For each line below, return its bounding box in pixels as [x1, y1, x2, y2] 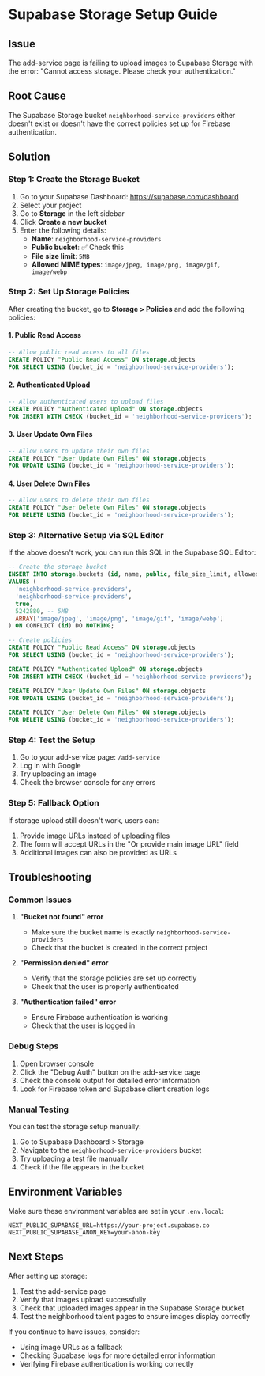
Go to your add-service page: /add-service [19, 752, 160, 762]
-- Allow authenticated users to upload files [8, 397, 164, 405]
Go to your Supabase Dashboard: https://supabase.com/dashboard [19, 191, 239, 201]
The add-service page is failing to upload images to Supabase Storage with [8, 58, 254, 67]
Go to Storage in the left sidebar [19, 208, 125, 218]
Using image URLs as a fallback [19, 1342, 123, 1351]
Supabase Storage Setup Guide [8, 6, 218, 24]
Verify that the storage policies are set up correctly [31, 973, 197, 983]
